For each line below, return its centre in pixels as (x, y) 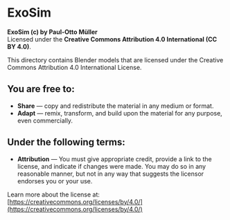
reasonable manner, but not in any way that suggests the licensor (110, 174)
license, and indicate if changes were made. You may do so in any (112, 166)
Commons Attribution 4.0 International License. (74, 67)
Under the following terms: (67, 142)
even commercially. (45, 120)
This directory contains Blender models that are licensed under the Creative (115, 59)
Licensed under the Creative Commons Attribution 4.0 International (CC (112, 39)
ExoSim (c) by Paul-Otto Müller (53, 32)
